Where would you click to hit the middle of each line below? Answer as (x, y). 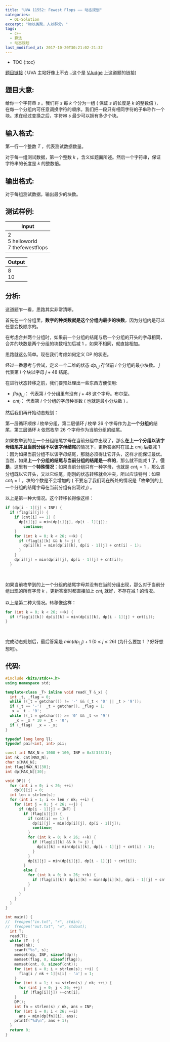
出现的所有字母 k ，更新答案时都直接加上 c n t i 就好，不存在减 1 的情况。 (83, 591)
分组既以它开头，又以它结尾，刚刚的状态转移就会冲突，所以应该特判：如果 (83, 474)
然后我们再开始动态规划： (32, 413)
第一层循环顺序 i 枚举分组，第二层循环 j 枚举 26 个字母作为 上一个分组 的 (79, 423)
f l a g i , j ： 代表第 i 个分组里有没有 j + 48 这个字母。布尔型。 (72, 394)
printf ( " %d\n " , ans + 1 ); (42, 1021)
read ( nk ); (25, 945)
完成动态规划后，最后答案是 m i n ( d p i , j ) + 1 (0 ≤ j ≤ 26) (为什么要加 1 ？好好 (82, 642)
